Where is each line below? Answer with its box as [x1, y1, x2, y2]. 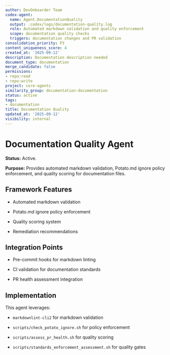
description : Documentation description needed [5, 54, 108, 60]
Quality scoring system [12, 219, 61, 225]
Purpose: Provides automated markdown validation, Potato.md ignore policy [5, 165, 165, 171]
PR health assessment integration [12, 276, 83, 283]
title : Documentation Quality [5, 107, 70, 112]
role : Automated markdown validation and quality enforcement [10, 26, 144, 32]
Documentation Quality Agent [5, 138, 133, 150]
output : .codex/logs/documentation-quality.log [10, 21, 113, 27]
